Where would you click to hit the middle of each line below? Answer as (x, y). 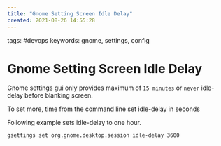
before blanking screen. (58, 95)
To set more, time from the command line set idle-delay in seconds (104, 109)
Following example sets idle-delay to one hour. (74, 123)
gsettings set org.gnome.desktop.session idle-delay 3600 (93, 135)
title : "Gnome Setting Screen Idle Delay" (70, 14)
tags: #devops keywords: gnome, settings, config (79, 40)
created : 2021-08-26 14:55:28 (51, 20)
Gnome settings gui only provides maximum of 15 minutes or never (104, 88)
